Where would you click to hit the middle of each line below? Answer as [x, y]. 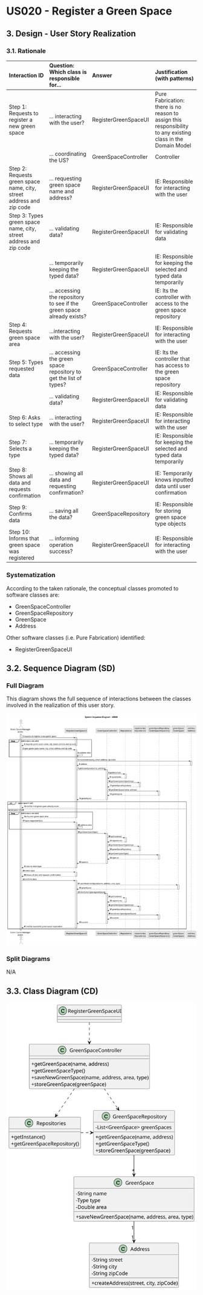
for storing [168, 510]
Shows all [21, 477]
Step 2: [18, 169]
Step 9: [18, 507]
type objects [170, 523]
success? [61, 551]
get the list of [66, 378]
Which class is [68, 72]
